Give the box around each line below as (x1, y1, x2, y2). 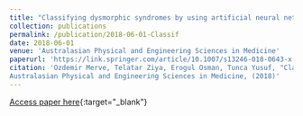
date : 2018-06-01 (9, 38, 75, 48)
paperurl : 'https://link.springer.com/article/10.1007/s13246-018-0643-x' (9, 55, 297, 64)
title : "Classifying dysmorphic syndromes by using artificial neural (9, 13, 280, 22)
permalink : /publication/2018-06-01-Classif (9, 30, 179, 39)
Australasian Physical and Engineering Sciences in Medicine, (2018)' (9, 72, 280, 81)
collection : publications (9, 22, 106, 31)
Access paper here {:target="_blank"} (9, 96, 148, 107)
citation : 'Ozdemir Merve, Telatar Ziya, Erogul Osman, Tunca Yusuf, (9, 64, 277, 73)
